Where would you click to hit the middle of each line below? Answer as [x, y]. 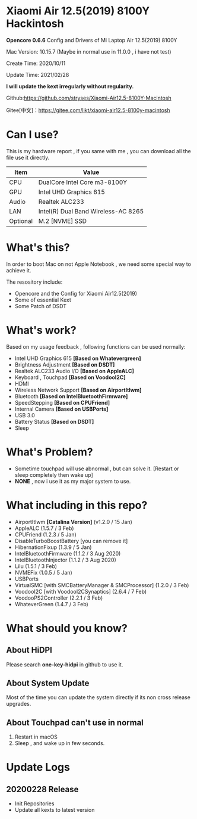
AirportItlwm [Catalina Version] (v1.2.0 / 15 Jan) [73, 522]
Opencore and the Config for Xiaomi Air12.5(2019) [76, 293]
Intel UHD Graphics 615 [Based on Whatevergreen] [78, 358]
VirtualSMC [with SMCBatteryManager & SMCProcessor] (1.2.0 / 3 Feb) [102, 585]
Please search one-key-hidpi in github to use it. [65, 664]
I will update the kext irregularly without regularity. [70, 86]
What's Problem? [50, 452]
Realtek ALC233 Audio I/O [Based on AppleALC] [74, 371]
